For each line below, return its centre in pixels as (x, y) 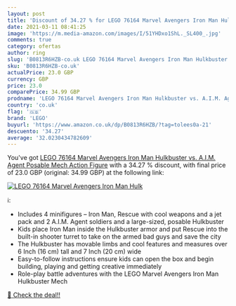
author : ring (26, 53)
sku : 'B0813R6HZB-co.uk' (44, 66)
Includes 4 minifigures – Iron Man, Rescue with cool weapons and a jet (119, 214)
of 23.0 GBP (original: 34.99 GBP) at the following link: (86, 173)
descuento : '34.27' (36, 131)
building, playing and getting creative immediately (90, 267)
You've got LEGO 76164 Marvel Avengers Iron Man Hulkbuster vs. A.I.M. (112, 158)
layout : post (26, 14)
